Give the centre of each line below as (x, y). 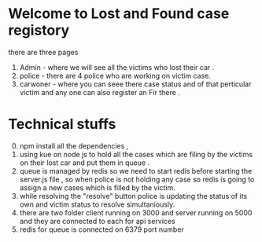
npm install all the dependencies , (74, 145)
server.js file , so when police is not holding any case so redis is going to (137, 179)
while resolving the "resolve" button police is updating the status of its (133, 196)
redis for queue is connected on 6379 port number (102, 229)
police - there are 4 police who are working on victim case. (115, 75)
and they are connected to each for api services (97, 221)
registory (39, 30)
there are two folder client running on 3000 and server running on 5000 (136, 212)
